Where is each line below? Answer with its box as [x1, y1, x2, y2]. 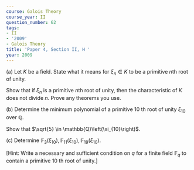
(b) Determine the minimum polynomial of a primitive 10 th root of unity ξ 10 [6, 106, 186, 115]
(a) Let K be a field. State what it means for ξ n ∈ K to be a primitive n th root [6, 68, 189, 77]
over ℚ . [6, 114, 25, 121]
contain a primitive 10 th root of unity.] [6, 157, 98, 164]
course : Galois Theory [6, 8, 62, 15]
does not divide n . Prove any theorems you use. [6, 95, 121, 102]
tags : [6, 25, 19, 31]
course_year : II [6, 14, 46, 20]
